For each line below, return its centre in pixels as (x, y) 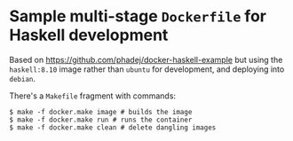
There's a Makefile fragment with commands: (92, 96)
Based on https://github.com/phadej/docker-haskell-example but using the (146, 59)
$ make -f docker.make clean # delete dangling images (113, 127)
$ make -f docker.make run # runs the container (101, 120)
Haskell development (89, 35)
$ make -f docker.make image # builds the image (101, 112)
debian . (22, 78)
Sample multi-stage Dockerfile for (138, 16)
